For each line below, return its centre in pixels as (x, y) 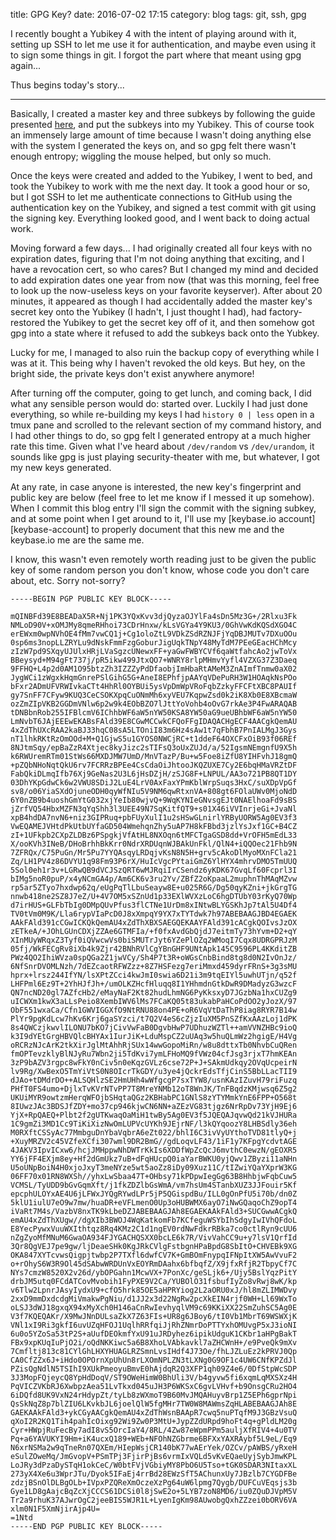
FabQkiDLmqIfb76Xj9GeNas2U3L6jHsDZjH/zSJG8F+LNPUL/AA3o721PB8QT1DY (154, 774)
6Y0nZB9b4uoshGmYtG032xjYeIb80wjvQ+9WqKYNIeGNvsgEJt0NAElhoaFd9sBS (154, 800)
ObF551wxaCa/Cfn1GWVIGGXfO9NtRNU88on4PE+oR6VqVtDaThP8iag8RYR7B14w (154, 1010)
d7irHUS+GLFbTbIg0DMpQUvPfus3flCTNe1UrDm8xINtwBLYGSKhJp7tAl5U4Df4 (154, 905)
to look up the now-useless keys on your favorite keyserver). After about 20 (166, 290)
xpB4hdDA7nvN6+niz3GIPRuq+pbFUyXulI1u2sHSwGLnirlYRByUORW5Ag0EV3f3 (154, 818)
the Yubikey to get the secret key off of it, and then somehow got (181, 322)
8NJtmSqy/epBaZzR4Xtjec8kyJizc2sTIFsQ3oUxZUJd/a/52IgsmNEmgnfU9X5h (154, 748)
